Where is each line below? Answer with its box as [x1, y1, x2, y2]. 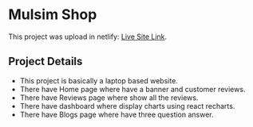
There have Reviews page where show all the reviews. [19, 93, 199, 102]
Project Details [8, 55, 83, 68]
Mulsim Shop [8, 6, 97, 24]
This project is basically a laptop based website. [19, 75, 178, 85]
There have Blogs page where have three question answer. [19, 110, 214, 119]
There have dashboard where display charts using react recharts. [19, 101, 235, 110]
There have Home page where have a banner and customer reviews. [19, 84, 246, 94]
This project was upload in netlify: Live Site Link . [8, 32, 168, 41]
